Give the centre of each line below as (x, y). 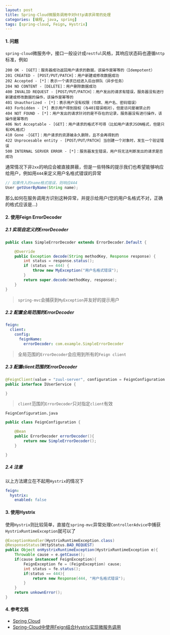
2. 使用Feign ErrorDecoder (34, 217)
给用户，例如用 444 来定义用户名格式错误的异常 (53, 173)
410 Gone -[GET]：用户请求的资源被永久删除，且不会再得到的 (62, 135)
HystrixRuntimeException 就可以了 (40, 531)
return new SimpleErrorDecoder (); (60, 441)
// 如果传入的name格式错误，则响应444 (41, 183)
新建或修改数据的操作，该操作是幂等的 (39, 97)
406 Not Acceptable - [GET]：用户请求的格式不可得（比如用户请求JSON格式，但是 (83, 125)
